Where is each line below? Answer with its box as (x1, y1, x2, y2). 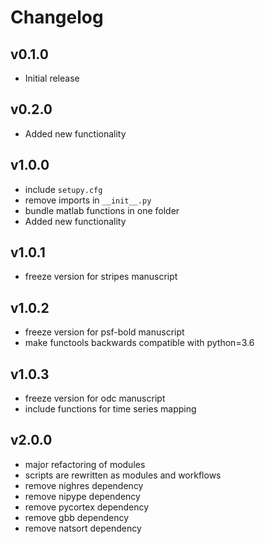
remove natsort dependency (24, 522, 142, 534)
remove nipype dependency (24, 490, 141, 502)
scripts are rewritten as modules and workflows (24, 469, 222, 481)
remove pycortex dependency (24, 501, 150, 513)
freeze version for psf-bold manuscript (24, 326, 185, 338)
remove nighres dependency (24, 479, 144, 491)
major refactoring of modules (24, 458, 146, 470)
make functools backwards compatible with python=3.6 (24, 337, 255, 349)
